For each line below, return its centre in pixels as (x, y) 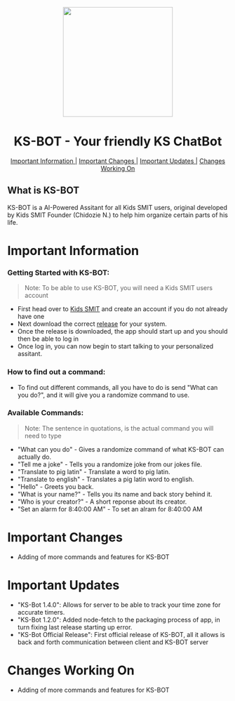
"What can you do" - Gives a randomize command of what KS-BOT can (121, 449)
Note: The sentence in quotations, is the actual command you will (119, 428)
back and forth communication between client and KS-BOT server (113, 642)
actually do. (34, 457)
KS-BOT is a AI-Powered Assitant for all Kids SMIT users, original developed (117, 207)
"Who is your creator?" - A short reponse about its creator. (102, 502)
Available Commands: (46, 413)
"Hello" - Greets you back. (55, 486)
